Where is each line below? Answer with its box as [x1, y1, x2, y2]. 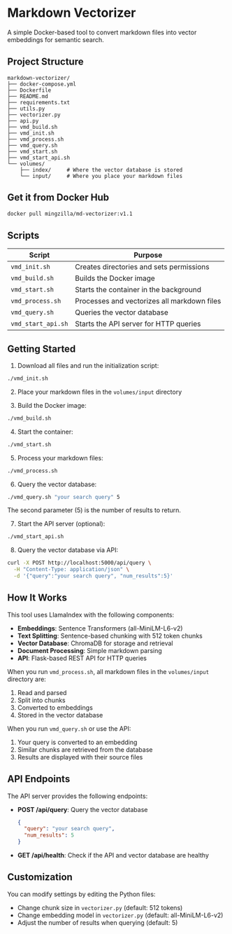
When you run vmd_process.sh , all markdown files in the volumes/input [7, 667, 210, 675]
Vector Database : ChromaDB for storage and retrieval [17, 639, 173, 647]
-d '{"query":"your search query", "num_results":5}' [13, 572, 173, 579]
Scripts [7, 229, 40, 241]
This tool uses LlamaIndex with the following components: [7, 610, 175, 619]
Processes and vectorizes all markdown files [74, 296, 222, 306]
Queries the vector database [74, 308, 169, 317]
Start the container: [17, 427, 73, 436]
